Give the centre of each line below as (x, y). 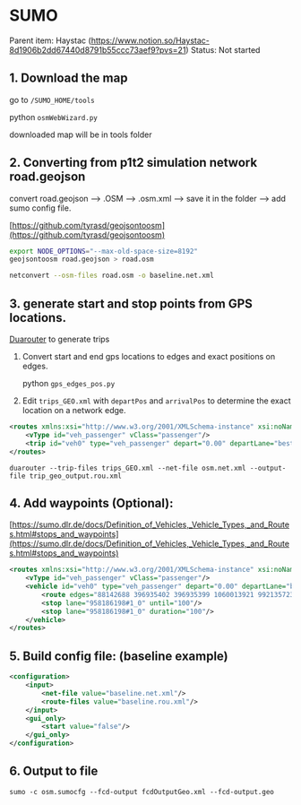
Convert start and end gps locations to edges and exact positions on (149, 356)
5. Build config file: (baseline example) (119, 656)
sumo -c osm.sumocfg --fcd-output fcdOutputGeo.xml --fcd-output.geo (142, 792)
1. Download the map (69, 78)
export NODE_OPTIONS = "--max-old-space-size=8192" (104, 251)
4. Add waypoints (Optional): (91, 503)
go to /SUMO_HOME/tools (52, 100)
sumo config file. (40, 208)
